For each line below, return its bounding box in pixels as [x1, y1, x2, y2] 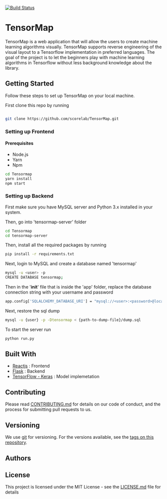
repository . [5, 439, 27, 445]
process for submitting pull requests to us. [5, 406, 92, 412]
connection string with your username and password [5, 289, 113, 296]
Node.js [12, 151, 29, 157]
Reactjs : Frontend [12, 363, 50, 369]
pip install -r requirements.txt [5, 252, 75, 257]
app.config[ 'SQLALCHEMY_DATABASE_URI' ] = [5, 299, 92, 304]
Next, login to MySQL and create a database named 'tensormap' [5, 261, 137, 267]
